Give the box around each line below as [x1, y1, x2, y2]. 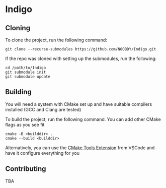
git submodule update [5, 74, 51, 79]
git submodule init [5, 70, 46, 75]
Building [5, 88, 32, 96]
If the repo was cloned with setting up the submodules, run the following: [5, 55, 157, 61]
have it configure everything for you [5, 150, 79, 156]
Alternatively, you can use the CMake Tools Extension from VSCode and [5, 145, 155, 151]
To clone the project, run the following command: [5, 37, 107, 43]
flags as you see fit [5, 121, 45, 128]
